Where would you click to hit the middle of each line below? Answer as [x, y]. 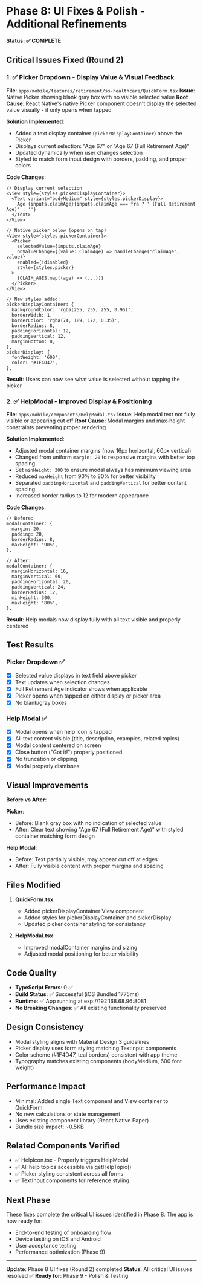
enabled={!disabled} [43, 262]
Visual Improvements [47, 785]
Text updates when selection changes [62, 682]
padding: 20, [28, 534]
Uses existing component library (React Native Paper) [82, 1120]
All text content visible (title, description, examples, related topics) [97, 739]
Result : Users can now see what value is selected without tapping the [93, 379]
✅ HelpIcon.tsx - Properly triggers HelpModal [72, 1160]
